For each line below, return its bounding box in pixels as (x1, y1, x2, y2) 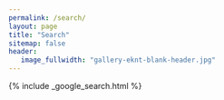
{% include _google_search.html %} (8, 81, 142, 91)
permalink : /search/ (8, 13, 87, 23)
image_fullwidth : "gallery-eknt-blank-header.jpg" (20, 55, 217, 65)
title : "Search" (8, 30, 70, 39)
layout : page (8, 22, 58, 31)
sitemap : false (8, 38, 66, 48)
